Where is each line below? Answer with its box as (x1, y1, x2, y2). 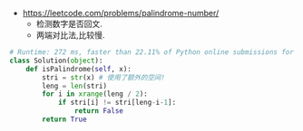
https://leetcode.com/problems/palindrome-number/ (22, 8, 220, 18)
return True (42, 115, 88, 124)
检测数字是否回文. (35, 18, 103, 29)
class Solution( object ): (9, 56, 103, 65)
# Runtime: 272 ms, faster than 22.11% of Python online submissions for (9, 48, 295, 57)
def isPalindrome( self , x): (25, 64, 132, 73)
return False (73, 107, 124, 116)
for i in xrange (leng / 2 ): (42, 89, 148, 98)
